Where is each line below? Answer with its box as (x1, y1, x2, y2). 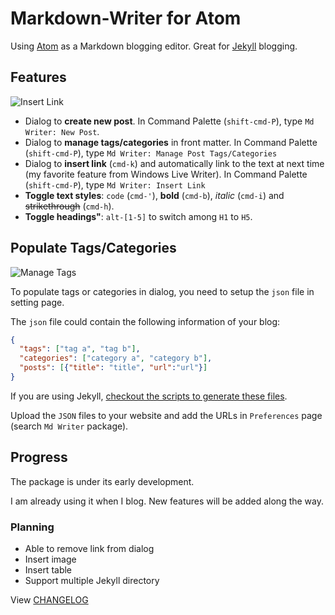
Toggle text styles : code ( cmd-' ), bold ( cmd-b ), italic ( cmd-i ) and (24, 189, 285, 201)
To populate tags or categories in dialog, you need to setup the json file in (10, 285, 315, 297)
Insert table (24, 564, 73, 576)
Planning (10, 520, 55, 534)
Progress (10, 449, 68, 466)
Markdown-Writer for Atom (10, 7, 242, 30)
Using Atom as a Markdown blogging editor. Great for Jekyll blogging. (10, 40, 298, 52)
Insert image (24, 553, 77, 566)
